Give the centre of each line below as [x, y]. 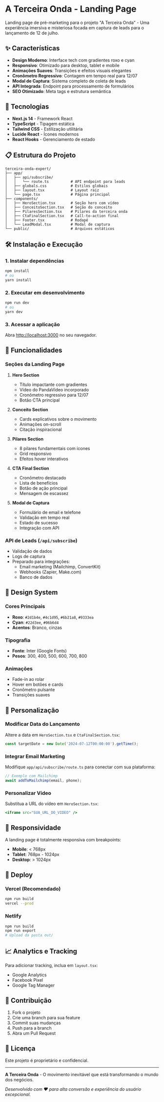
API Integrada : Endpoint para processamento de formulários [73, 86]
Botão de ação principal [43, 488]
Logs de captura [29, 556]
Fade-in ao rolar [28, 679]
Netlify [13, 916]
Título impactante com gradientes [53, 384]
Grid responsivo [35, 453]
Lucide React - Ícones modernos [45, 134]
